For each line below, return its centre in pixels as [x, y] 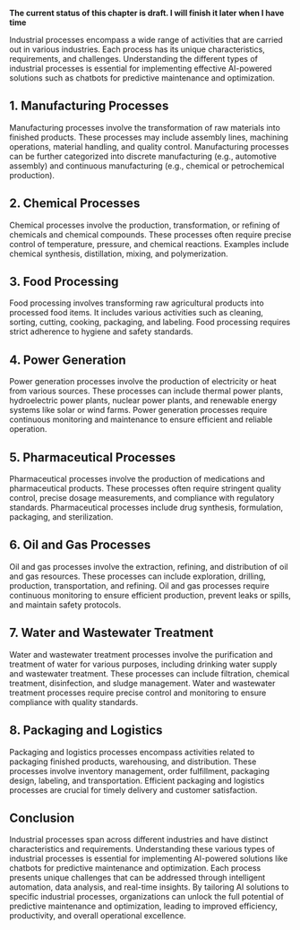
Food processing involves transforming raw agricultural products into [137, 303]
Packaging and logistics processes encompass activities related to [132, 752]
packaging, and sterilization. [61, 517]
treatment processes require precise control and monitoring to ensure [138, 693]
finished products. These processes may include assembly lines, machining [149, 137]
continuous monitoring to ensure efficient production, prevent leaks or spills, [150, 595]
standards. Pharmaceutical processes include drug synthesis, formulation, [146, 508]
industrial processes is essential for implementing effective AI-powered [141, 68]
